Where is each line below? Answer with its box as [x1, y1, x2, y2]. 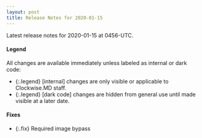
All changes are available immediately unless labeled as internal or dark [6, 59, 187, 66]
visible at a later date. [15, 97, 70, 104]
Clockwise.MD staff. [15, 84, 66, 91]
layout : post [6, 9, 40, 15]
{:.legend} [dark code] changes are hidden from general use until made [15, 90, 196, 98]
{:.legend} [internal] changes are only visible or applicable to [15, 77, 169, 85]
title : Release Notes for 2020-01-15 [6, 15, 103, 21]
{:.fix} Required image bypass [15, 125, 91, 132]
